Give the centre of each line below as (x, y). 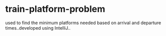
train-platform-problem (55, 9)
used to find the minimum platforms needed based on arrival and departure (83, 23)
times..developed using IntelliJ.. (38, 28)
